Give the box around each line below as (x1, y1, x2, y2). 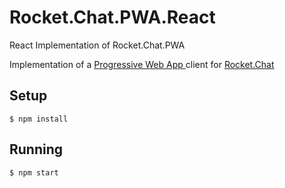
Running (9, 141, 64, 158)
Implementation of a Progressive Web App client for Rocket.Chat (9, 58, 275, 70)
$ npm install (9, 114, 69, 124)
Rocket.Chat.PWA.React (9, 6, 216, 29)
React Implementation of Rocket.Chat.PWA (9, 39, 186, 51)
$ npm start (9, 167, 59, 178)
